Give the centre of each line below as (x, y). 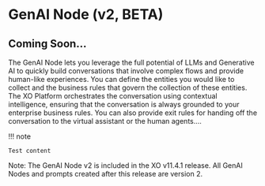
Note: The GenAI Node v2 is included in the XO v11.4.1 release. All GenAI (125, 166)
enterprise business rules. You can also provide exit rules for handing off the (133, 113)
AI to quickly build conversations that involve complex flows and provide (126, 71)
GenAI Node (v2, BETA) (86, 15)
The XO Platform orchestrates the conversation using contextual (113, 96)
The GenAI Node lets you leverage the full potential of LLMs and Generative (131, 62)
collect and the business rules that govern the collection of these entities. (128, 87)
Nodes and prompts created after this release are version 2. (106, 174)
